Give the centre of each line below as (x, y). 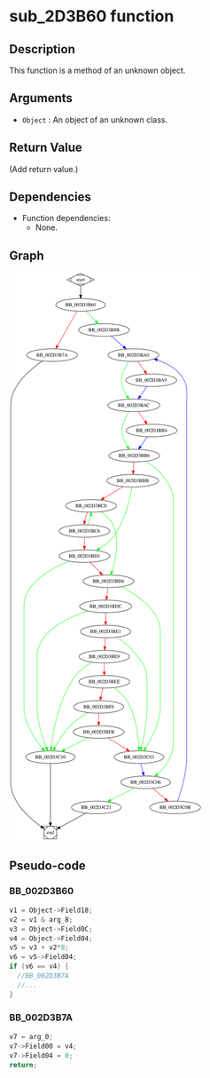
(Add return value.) (44, 169)
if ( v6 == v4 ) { (39, 967)
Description (42, 49)
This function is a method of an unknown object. (97, 70)
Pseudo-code (47, 865)
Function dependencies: (66, 218)
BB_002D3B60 (41, 891)
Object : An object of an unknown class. (95, 119)
